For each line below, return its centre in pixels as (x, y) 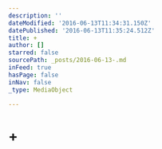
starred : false (34, 53)
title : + (23, 38)
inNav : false (30, 82)
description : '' (35, 16)
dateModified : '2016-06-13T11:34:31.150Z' (80, 23)
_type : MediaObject (41, 90)
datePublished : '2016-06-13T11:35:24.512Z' (82, 30)
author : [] (26, 45)
